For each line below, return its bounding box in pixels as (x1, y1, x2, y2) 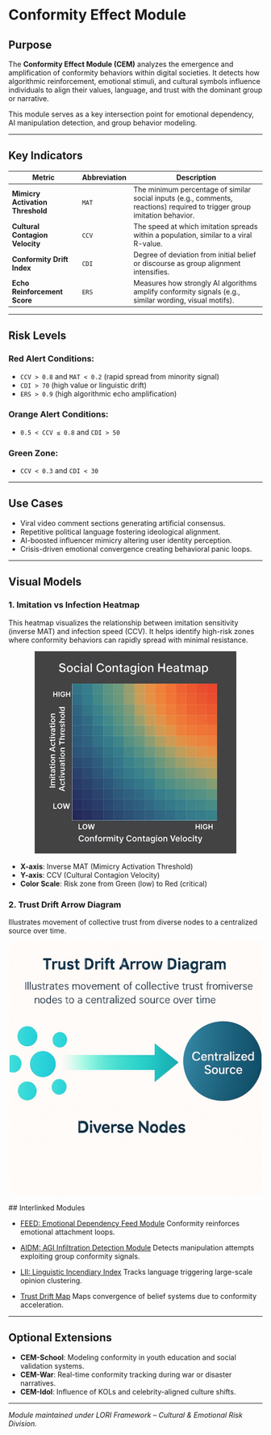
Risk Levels (8, 329, 67, 343)
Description (176, 172, 217, 183)
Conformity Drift (11, 254, 69, 264)
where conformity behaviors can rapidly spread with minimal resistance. (8, 635, 248, 645)
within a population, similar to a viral (133, 230, 252, 239)
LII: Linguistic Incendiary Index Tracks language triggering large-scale (19, 1267, 252, 1276)
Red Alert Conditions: (8, 353, 95, 365)
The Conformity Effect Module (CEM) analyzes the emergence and (8, 59, 234, 69)
